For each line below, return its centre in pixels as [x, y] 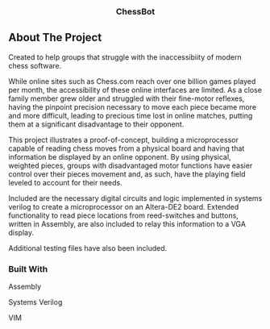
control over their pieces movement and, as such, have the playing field [127, 174]
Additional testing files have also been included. [88, 248]
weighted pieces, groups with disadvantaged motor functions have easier [131, 165]
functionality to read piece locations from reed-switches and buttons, [124, 215]
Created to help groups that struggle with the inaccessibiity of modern [125, 57]
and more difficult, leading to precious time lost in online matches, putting [131, 115]
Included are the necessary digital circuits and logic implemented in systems [135, 198]
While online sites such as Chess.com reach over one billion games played [132, 81]
